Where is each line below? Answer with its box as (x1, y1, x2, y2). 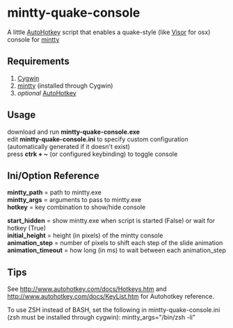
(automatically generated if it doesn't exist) (7, 142, 131, 150)
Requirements (7, 56, 70, 68)
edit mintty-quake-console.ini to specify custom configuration (7, 134, 189, 143)
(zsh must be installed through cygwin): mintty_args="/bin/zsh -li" (7, 313, 196, 322)
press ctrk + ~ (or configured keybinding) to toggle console (7, 150, 178, 158)
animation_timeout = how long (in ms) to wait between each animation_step (7, 246, 226, 255)
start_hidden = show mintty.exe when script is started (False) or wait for (7, 217, 216, 225)
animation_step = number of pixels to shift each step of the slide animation (7, 239, 223, 247)
